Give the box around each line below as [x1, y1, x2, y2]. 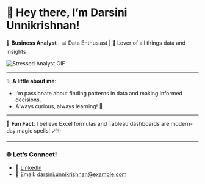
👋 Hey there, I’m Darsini [6, 6, 128, 20]
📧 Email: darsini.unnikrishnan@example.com [15, 171, 127, 178]
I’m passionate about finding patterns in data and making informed [15, 89, 183, 97]
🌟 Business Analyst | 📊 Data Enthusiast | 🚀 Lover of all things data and [6, 39, 186, 46]
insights [6, 48, 26, 55]
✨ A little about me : [6, 77, 57, 84]
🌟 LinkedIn [15, 164, 42, 172]
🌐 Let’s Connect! [6, 150, 57, 158]
